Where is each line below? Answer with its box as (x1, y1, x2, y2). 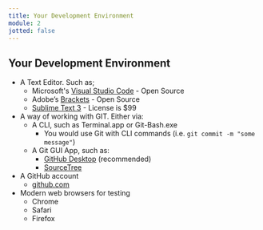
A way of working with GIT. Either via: (19, 111, 144, 121)
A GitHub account (19, 171, 79, 181)
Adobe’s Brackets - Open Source (31, 95, 141, 104)
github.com (31, 180, 70, 189)
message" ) (43, 137, 76, 147)
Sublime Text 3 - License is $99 (31, 103, 137, 113)
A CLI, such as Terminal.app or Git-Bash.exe (31, 120, 178, 130)
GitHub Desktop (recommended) (43, 154, 152, 164)
